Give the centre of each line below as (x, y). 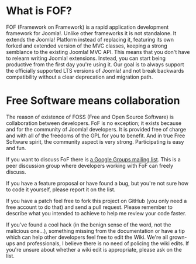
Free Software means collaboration (93, 101)
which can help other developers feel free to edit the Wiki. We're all (87, 237)
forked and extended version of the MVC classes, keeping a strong (87, 46)
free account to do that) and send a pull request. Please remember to (89, 207)
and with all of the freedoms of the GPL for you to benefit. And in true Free (96, 136)
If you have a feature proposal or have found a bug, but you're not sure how (97, 183)
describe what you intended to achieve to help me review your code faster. (96, 213)
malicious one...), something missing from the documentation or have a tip (96, 231)
